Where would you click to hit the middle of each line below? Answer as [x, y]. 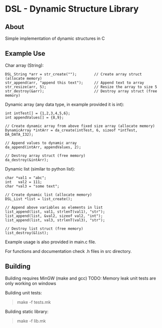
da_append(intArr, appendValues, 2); [43, 147]
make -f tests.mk [34, 302]
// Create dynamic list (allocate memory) [49, 195]
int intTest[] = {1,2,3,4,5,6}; [38, 113]
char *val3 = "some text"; [32, 186]
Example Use [25, 54]
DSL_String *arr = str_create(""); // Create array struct [73, 74]
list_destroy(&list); [27, 233]
